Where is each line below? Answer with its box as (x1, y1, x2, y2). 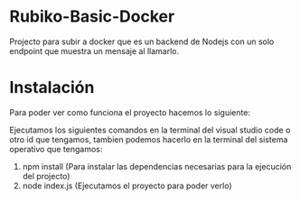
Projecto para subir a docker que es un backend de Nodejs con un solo (9, 36, 275, 47)
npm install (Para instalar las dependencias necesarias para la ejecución (22, 160, 292, 172)
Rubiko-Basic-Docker (9, 6, 175, 27)
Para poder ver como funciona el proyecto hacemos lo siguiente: (9, 106, 251, 118)
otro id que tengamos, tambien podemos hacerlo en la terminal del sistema (9, 133, 288, 145)
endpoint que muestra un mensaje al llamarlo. (9, 45, 180, 56)
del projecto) (22, 170, 70, 181)
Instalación (9, 77, 95, 98)
